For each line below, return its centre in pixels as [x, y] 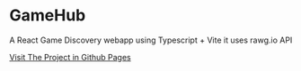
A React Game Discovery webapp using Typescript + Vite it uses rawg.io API [151, 40]
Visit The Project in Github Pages [71, 57]
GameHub [48, 16]
